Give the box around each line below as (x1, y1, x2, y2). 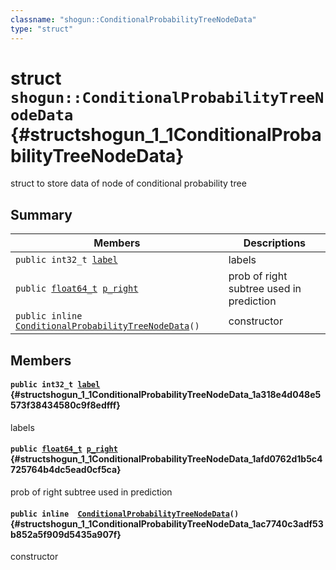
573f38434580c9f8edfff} (10, 399, 121, 411)
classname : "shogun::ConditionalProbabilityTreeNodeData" (10, 14, 257, 25)
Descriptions (243, 236, 307, 250)
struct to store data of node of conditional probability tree (10, 177, 247, 190)
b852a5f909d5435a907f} (10, 528, 122, 540)
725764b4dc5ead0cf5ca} (10, 464, 122, 476)
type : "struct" (10, 24, 74, 34)
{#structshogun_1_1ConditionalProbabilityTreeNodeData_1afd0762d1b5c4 (10, 453, 323, 465)
